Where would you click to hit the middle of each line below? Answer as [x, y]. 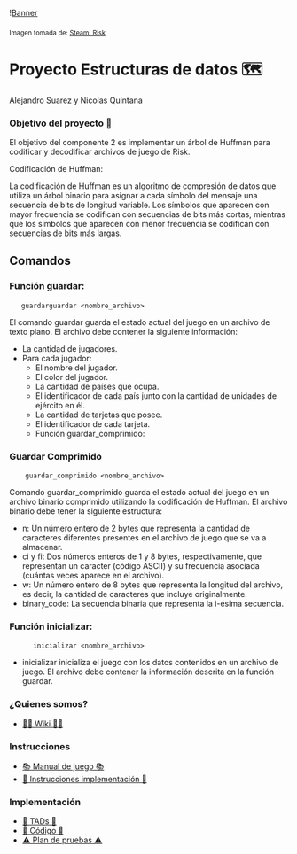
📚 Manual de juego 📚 [63, 766]
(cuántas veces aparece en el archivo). [93, 576]
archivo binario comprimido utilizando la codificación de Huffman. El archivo [148, 502]
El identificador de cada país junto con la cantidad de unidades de [156, 396]
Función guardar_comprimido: [90, 433]
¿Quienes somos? [49, 704]
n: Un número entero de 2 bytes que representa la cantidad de [136, 528]
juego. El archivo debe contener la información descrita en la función [148, 672]
